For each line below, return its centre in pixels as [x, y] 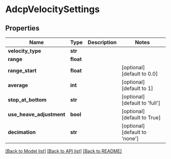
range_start [22, 71]
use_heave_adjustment [37, 114]
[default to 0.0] [139, 74]
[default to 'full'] [141, 103]
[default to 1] [137, 88]
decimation [22, 132]
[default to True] [141, 118]
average [18, 85]
